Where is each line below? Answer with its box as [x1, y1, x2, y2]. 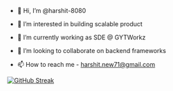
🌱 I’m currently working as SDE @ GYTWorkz [17, 33, 146, 41]
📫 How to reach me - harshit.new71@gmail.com [17, 61, 156, 68]
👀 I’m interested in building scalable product [17, 20, 143, 28]
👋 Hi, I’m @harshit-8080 [17, 7, 86, 14]
